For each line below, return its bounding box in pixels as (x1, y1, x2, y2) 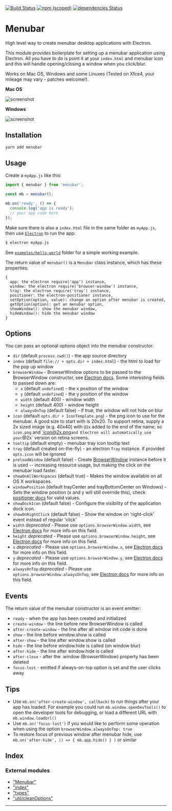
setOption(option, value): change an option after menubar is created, (10, 297, 166, 302)
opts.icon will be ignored (12, 451, 66, 457)
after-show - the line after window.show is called (12, 637, 116, 643)
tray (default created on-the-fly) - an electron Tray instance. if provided (12, 445, 165, 452)
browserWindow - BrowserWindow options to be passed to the (12, 369, 141, 375)
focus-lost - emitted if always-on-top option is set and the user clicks (12, 664, 161, 671)
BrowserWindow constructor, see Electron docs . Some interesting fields (12, 374, 165, 381)
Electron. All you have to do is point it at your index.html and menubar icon (5, 55, 163, 61)
